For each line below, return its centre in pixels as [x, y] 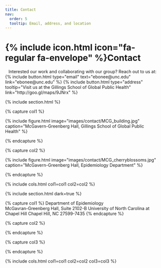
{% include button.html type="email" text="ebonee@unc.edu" [68, 77]
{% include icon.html [49, 48]
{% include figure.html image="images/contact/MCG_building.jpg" [72, 121]
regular [20, 58]
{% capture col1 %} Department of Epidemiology [54, 203]
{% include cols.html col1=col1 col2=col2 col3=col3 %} [61, 261]
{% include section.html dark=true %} [43, 194]
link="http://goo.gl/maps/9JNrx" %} [41, 93]
